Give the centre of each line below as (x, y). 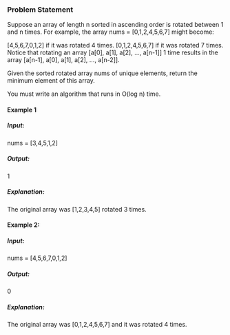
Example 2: (23, 225)
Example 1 (22, 110)
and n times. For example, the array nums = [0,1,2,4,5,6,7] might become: (111, 32)
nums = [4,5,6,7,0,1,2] (37, 258)
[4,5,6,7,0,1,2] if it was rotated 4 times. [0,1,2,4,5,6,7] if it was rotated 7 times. (115, 45)
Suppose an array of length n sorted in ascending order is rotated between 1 (115, 25)
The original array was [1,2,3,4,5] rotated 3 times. (77, 209)
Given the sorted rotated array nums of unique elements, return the (102, 73)
